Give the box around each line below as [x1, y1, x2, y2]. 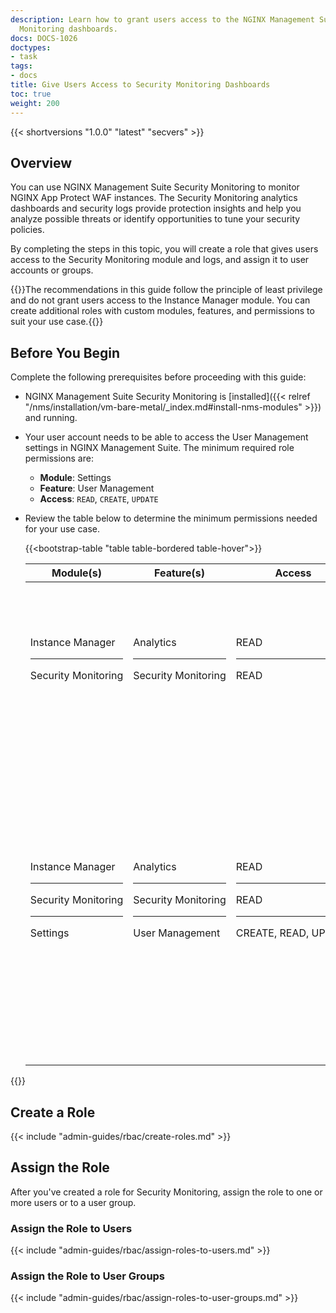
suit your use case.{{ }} [10, 316, 104, 328]
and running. [24, 412, 78, 424]
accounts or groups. [10, 264, 94, 276]
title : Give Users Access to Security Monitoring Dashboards [10, 80, 271, 90]
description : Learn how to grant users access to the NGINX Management [10, 14, 315, 25]
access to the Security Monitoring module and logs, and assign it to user [10, 254, 310, 266]
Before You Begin [10, 344, 121, 361]
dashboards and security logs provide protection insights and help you [10, 202, 302, 215]
